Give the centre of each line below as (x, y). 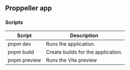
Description (84, 35)
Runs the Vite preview (71, 60)
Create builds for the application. (84, 52)
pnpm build (21, 52)
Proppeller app (29, 8)
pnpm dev (19, 43)
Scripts (14, 22)
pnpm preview (24, 60)
